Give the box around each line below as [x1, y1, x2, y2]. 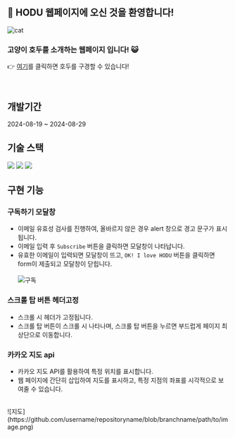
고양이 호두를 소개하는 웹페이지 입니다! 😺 [7, 44, 139, 54]
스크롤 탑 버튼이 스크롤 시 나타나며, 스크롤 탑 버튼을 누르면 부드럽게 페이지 [17, 322, 220, 330]
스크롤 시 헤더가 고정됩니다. [17, 312, 94, 321]
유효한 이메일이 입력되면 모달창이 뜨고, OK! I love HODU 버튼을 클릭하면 [17, 251, 215, 260]
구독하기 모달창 [7, 207, 56, 217]
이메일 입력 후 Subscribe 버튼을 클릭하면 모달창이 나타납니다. [17, 242, 185, 250]
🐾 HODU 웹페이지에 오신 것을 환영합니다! [7, 6, 174, 19]
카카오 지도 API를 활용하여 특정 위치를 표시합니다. [17, 367, 153, 376]
